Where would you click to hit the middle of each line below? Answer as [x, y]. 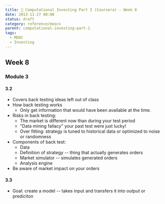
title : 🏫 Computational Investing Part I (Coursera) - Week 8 [71, 10]
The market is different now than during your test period [78, 121]
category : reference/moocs [33, 24]
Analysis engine [36, 163]
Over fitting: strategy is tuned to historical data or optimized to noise [90, 131]
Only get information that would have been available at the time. [85, 110]
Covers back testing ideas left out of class [56, 100]
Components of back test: [39, 142]
